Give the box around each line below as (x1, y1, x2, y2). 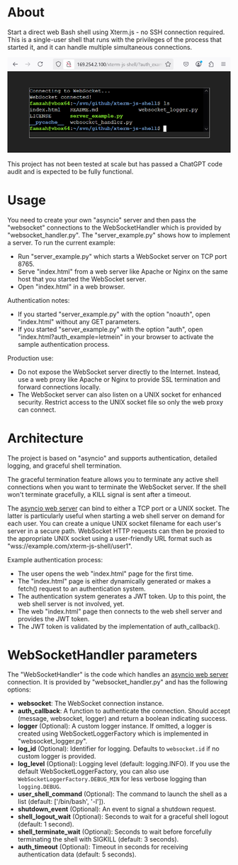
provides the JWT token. (17, 614, 90, 623)
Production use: (7, 353, 54, 362)
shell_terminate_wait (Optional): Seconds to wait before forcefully (17, 827, 212, 836)
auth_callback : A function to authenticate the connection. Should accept (17, 706, 230, 715)
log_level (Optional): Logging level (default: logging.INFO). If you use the (17, 760, 230, 768)
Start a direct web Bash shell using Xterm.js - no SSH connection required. (7, 28, 225, 36)
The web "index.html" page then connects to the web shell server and (17, 607, 222, 616)
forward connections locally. (17, 382, 101, 391)
